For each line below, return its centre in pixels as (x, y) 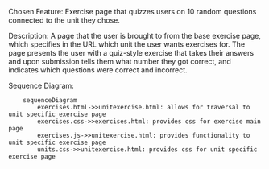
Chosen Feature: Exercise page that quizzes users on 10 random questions (132, 12)
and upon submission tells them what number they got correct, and (120, 61)
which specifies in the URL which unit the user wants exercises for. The (127, 44)
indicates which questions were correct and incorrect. (98, 70)
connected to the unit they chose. (64, 20)
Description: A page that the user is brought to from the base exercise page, (135, 36)
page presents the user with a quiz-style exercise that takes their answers (131, 53)
